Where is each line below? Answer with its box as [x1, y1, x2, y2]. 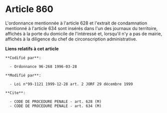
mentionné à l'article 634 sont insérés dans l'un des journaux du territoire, [5, 25, 158, 31]
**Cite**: [5, 90, 26, 95]
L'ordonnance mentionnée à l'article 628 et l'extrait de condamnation [5, 20, 147, 26]
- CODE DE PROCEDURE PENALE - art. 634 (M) [9, 103, 101, 108]
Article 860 [5, 3, 53, 15]
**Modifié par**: [5, 72, 41, 78]
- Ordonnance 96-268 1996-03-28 [9, 64, 77, 69]
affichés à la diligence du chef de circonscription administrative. [5, 36, 137, 42]
